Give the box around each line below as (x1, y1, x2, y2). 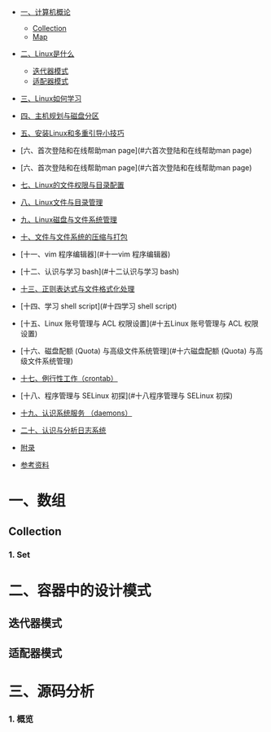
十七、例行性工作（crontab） (20, 374, 118, 383)
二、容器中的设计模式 (8, 581, 152, 600)
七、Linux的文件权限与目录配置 (20, 180, 125, 190)
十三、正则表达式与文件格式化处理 (20, 284, 135, 293)
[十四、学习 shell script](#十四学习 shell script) (20, 301, 177, 311)
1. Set (8, 549, 31, 560)
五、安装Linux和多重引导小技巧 (20, 129, 125, 138)
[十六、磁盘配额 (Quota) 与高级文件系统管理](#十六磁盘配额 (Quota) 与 (20, 346, 256, 356)
